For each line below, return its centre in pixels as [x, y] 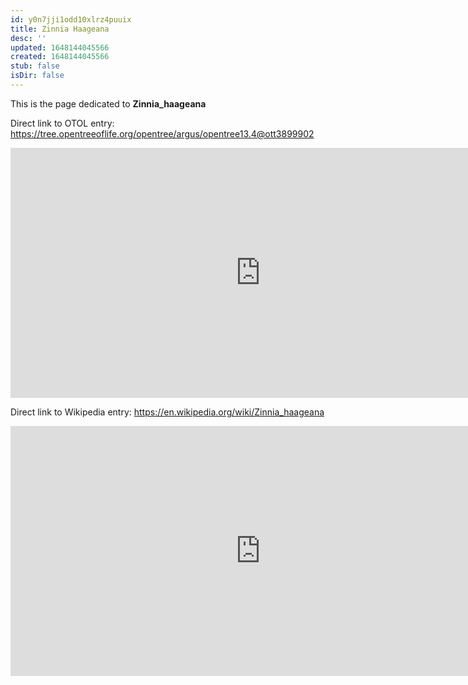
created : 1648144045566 [60, 57]
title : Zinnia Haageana [60, 29]
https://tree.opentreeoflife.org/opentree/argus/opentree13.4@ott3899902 [162, 133]
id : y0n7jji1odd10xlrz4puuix [71, 19]
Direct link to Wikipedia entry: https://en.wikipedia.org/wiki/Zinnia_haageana [167, 412]
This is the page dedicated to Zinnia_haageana [108, 103]
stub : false [35, 66]
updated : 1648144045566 [60, 47]
